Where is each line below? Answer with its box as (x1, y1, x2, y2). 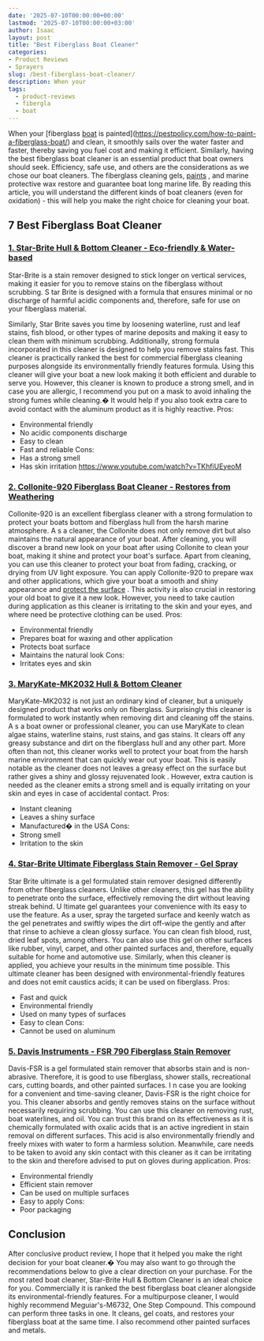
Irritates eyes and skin (19, 658, 92, 668)
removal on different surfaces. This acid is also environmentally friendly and (8, 1131, 255, 1140)
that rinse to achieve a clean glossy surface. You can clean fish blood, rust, (8, 926, 252, 936)
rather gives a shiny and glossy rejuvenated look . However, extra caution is (8, 772, 254, 782)
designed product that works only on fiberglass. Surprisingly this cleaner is (8, 705, 252, 714)
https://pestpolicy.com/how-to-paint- (135, 129, 257, 138)
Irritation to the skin (19, 838, 84, 848)
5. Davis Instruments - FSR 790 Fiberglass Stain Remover (8, 1045, 231, 1057)
